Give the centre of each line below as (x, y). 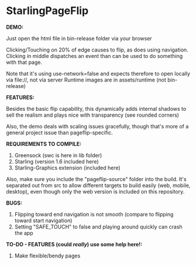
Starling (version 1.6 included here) (57, 161)
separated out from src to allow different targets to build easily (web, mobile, (98, 185)
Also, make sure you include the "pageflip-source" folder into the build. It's (96, 179)
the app (24, 233)
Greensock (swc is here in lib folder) (58, 155)
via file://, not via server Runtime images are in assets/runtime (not (86, 80)
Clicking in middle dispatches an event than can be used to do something (94, 56)
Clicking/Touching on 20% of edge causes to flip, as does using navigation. (97, 50)
